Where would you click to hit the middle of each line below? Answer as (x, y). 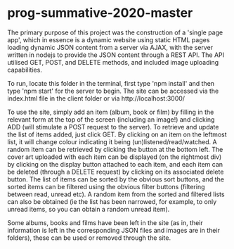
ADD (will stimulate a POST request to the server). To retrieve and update (113, 127)
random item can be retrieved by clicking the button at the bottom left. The (115, 149)
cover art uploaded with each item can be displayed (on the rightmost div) (115, 157)
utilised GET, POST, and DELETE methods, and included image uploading (113, 62)
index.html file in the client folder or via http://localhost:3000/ (96, 98)
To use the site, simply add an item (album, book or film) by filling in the (111, 112)
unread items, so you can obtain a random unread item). (89, 209)
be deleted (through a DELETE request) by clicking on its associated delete (116, 172)
